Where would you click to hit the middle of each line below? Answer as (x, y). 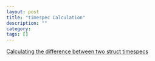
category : (19, 29)
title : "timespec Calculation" (46, 18)
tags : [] (17, 34)
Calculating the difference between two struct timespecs (77, 51)
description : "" (27, 23)
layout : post (23, 12)
